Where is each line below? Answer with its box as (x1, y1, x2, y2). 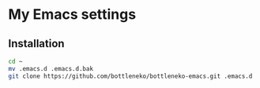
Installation (8, 37, 65, 50)
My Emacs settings (8, 5, 137, 24)
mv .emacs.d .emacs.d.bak (8, 64, 93, 72)
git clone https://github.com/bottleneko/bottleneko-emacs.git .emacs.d (8, 72, 253, 80)
